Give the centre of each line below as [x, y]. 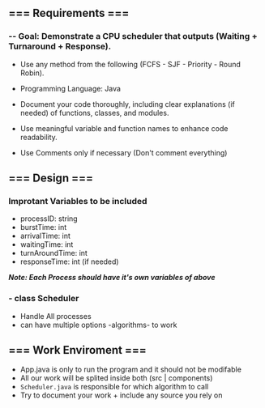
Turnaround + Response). [60, 46]
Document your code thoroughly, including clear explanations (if [127, 104]
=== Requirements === [69, 13]
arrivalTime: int [45, 236]
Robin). [32, 73]
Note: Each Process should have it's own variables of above [112, 278]
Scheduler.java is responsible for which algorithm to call [114, 387]
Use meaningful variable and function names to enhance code [124, 128]
